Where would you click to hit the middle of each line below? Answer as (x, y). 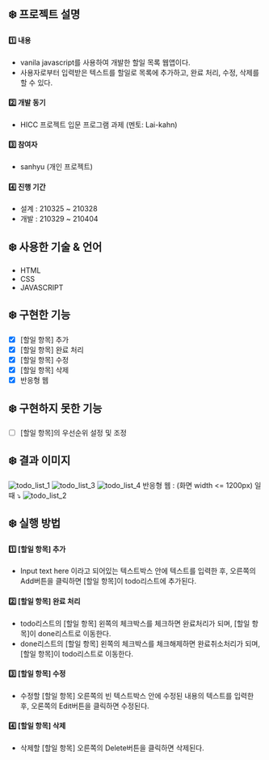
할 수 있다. (36, 83)
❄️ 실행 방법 (35, 523)
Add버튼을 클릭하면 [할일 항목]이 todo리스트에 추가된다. (108, 581)
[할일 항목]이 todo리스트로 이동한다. (77, 653)
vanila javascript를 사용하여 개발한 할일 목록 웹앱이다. (105, 62)
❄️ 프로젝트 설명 (44, 15)
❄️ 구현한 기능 (40, 315)
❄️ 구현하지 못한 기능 (55, 408)
